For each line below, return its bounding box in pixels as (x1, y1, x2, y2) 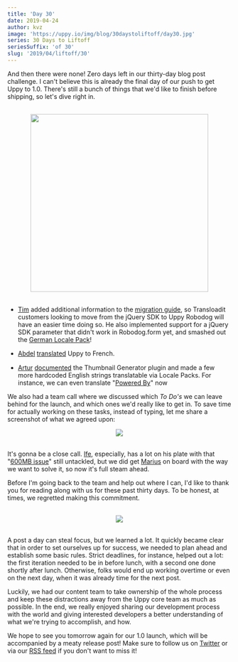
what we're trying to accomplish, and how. (7, 618, 131, 626)
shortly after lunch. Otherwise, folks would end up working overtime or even (7, 566, 230, 575)
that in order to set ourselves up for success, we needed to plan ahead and (7, 543, 227, 552)
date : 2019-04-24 (7, 17, 59, 24)
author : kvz (7, 23, 43, 31)
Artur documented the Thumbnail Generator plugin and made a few (17, 363, 215, 372)
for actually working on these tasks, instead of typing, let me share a (7, 407, 208, 416)
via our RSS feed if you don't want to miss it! (7, 646, 137, 655)
